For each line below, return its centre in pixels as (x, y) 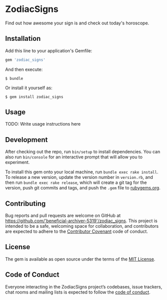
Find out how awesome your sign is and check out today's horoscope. (77, 23)
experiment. (17, 162)
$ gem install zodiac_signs (34, 97)
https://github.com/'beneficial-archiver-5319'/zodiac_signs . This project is (82, 221)
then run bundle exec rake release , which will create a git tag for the (76, 182)
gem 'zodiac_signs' (25, 60)
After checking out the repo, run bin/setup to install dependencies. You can (83, 152)
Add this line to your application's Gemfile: (49, 50)
